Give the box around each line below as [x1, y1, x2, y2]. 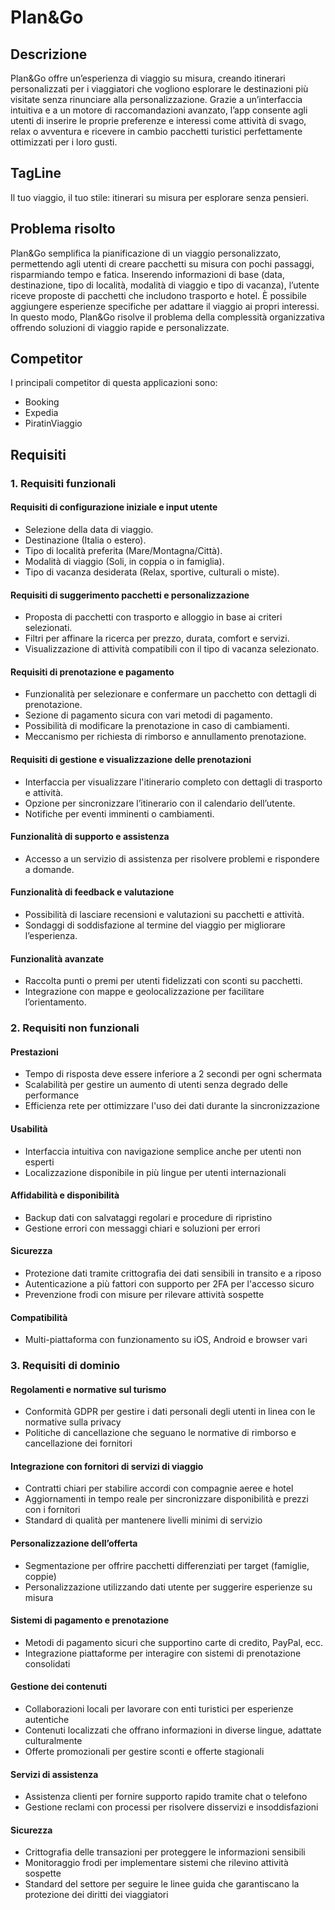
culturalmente [24, 1735, 83, 1747]
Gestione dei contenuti [10, 1681, 108, 1693]
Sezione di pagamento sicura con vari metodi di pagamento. [24, 709, 273, 721]
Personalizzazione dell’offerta [10, 1537, 138, 1550]
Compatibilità [10, 1311, 68, 1323]
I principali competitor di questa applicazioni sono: [10, 377, 218, 389]
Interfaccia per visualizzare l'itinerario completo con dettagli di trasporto [24, 776, 323, 788]
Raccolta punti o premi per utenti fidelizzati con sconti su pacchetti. [24, 975, 303, 987]
